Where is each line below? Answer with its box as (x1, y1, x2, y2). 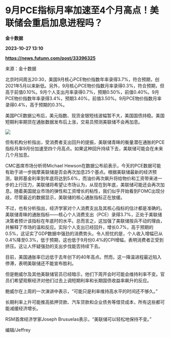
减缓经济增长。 (9, 305, 41, 311)
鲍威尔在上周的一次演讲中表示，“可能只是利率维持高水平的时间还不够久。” (5, 288, 158, 294)
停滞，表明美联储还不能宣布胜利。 (5, 260, 76, 266)
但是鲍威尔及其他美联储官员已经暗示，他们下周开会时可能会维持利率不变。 (5, 271, 160, 277)
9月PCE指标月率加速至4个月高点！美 (5, 5, 159, 16)
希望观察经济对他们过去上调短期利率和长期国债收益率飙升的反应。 (14, 277, 152, 283)
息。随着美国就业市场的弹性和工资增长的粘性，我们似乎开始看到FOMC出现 (5, 188, 160, 194)
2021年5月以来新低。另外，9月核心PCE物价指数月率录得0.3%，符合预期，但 (5, 82, 164, 89)
